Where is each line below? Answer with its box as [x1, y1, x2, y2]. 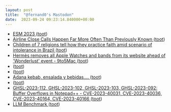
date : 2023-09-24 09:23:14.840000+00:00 [5, 17, 95, 22]
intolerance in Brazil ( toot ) [12, 47, 67, 53]
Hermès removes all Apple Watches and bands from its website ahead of [12, 52, 166, 59]
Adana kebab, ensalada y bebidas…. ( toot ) [12, 74, 102, 80]
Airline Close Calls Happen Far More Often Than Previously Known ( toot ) [12, 36, 165, 42]
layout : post [5, 7, 33, 13]
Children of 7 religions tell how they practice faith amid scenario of [12, 42, 153, 48]
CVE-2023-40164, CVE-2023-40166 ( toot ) [12, 96, 103, 102]
